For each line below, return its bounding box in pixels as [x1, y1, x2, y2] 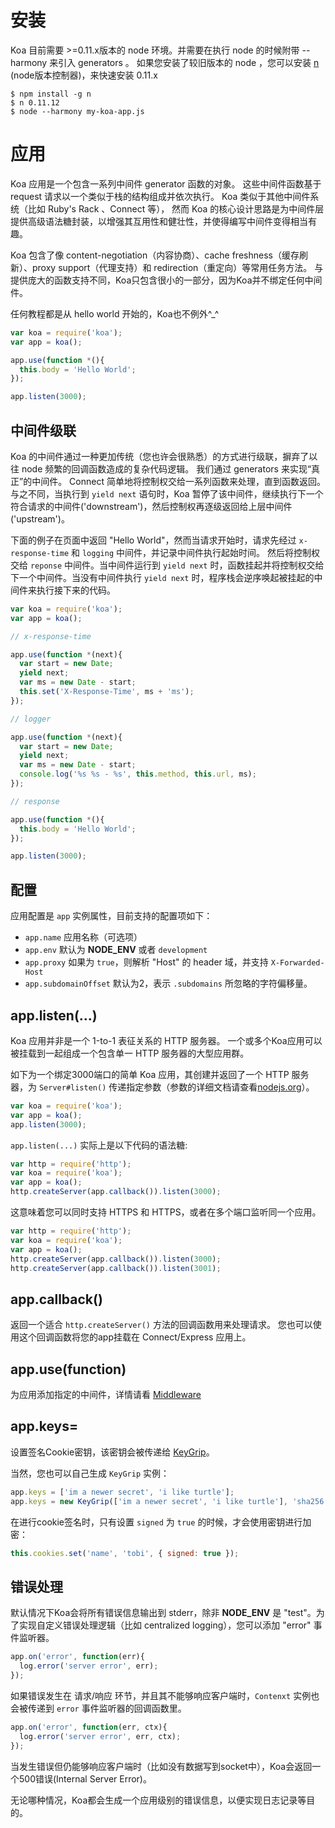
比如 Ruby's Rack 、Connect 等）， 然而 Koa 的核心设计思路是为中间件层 [27, 202, 325, 215]
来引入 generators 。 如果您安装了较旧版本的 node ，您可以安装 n [49, 56, 320, 68]
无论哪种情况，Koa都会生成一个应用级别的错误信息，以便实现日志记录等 [10, 1794, 307, 1806]
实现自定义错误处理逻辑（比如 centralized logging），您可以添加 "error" [18, 1619, 312, 1631]
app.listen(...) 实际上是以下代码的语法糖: [10, 1139, 188, 1151]
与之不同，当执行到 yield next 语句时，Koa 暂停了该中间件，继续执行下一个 [10, 487, 324, 500]
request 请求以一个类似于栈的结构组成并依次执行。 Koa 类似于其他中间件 [10, 190, 311, 202]
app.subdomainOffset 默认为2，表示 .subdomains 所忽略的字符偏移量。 [24, 977, 313, 990]
